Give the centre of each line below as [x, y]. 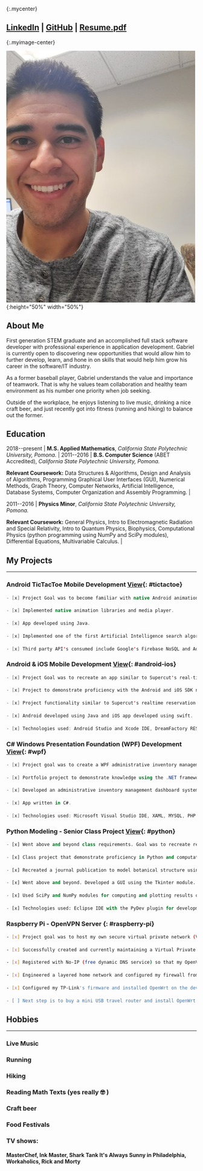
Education [26, 434]
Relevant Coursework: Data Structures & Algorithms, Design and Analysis [99, 473]
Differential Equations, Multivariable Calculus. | [64, 541]
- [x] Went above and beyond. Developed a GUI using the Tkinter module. [101, 883]
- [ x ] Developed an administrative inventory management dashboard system [102, 791]
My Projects [29, 560]
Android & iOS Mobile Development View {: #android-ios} [91, 664]
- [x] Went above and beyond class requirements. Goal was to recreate [98, 845]
